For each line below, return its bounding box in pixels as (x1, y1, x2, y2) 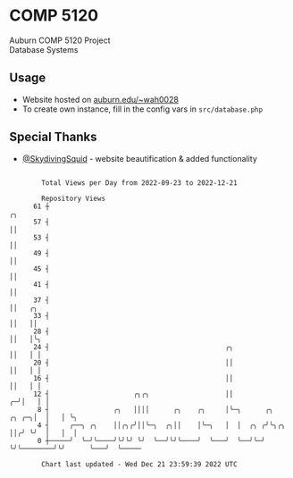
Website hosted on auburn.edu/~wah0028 (21, 94, 179, 105)
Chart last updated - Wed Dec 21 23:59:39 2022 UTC (41, 459, 239, 469)
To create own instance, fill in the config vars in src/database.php (21, 104, 264, 114)
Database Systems (9, 44, 79, 55)
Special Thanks (9, 130, 97, 145)
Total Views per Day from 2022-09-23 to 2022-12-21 (41, 178, 239, 188)
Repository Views (41, 194, 105, 203)
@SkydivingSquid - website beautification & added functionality (21, 153, 257, 164)
